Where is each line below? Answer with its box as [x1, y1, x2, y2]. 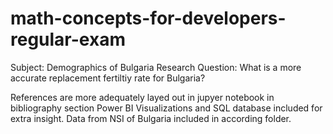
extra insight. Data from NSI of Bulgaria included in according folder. [10, 112, 292, 124]
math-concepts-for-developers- [10, 7, 287, 30]
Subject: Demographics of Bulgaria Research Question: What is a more [10, 61, 302, 73]
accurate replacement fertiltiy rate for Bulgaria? [10, 72, 206, 84]
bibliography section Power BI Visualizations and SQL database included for [10, 102, 323, 114]
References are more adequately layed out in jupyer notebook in [10, 91, 275, 103]
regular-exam [10, 28, 126, 51]
